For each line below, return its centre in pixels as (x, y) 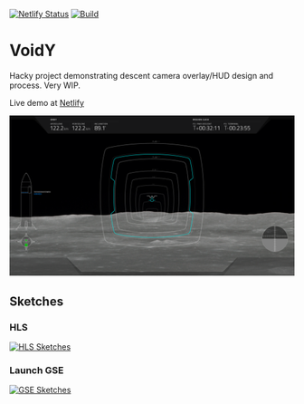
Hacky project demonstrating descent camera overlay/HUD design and (142, 75)
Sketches (37, 301)
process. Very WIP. (45, 85)
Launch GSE (37, 370)
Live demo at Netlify (47, 102)
